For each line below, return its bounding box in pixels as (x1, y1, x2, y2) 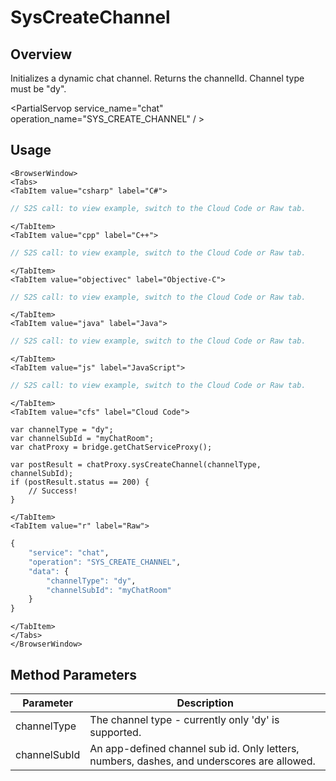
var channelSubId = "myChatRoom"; (10, 434, 155, 444)
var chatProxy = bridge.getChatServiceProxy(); (10, 442, 213, 453)
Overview (10, 46, 73, 63)
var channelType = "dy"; (10, 425, 114, 435)
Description (176, 696, 234, 710)
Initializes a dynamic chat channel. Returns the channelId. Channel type (10, 72, 305, 84)
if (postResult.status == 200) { (10, 477, 150, 488)
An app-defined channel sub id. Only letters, (89, 742, 300, 755)
